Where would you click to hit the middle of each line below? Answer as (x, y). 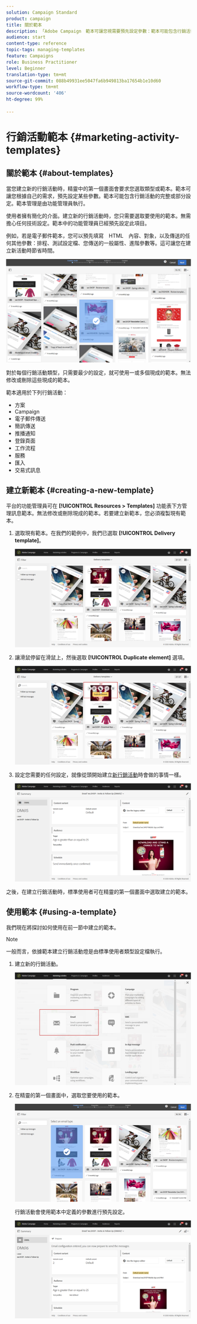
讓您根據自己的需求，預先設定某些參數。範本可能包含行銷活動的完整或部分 (96, 196)
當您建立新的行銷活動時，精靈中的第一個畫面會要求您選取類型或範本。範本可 (98, 188)
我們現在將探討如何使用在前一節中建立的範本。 (62, 927)
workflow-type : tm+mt (33, 87)
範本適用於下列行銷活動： (37, 392)
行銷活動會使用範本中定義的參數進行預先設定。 (71, 1212)
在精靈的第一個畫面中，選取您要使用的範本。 (69, 1096)
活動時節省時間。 (37, 250)
